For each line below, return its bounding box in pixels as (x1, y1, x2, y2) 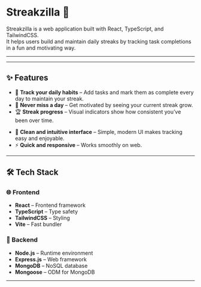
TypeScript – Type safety (14, 208, 78, 215)
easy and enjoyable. (14, 135, 65, 142)
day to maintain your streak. (14, 95, 84, 102)
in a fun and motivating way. (6, 44, 76, 51)
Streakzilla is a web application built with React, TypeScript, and (6, 25, 164, 32)
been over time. (14, 117, 54, 124)
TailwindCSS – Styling (14, 215, 71, 222)
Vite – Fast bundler (14, 221, 62, 228)
